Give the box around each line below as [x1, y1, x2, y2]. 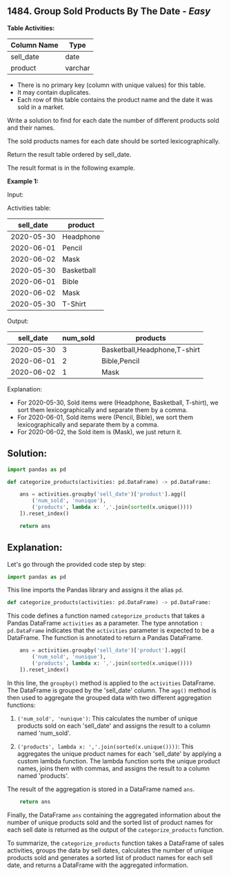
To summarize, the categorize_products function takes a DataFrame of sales [7, 839, 224, 847]
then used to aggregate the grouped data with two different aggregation [7, 693, 212, 701]
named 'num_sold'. [17, 728, 71, 737]
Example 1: [7, 177, 39, 185]
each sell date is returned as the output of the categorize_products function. [7, 825, 224, 834]
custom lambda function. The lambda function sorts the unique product [17, 757, 221, 765]
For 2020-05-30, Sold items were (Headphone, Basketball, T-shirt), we [17, 398, 219, 407]
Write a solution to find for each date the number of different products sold [7, 116, 219, 124]
